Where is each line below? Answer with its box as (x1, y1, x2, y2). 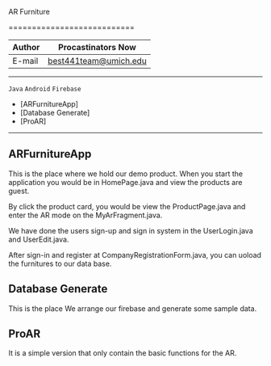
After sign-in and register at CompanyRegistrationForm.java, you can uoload (8, 250, 262, 259)
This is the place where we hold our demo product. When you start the (8, 169, 244, 179)
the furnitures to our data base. (8, 259, 112, 268)
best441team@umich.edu (48, 56, 147, 66)
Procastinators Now (57, 42, 137, 53)
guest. (8, 186, 30, 196)
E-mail (12, 56, 39, 66)
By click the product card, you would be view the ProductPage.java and (8, 201, 246, 211)
